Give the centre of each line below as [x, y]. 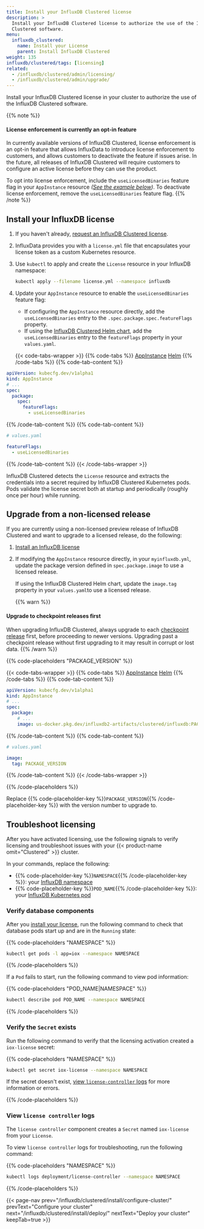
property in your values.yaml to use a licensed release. [83, 590]
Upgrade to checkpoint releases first [54, 616]
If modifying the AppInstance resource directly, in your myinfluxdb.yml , [103, 559]
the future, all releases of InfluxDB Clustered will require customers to [93, 163]
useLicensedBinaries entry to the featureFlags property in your [103, 337]
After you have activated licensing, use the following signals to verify [92, 839]
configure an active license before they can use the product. [82, 169]
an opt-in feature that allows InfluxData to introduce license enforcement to [100, 149]
